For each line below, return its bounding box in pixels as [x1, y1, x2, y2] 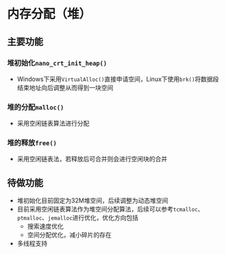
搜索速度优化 [27, 222, 64, 231]
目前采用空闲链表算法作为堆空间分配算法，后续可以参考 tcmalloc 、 [16, 205, 204, 213]
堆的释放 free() [7, 138, 57, 148]
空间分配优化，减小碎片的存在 [27, 231, 112, 239]
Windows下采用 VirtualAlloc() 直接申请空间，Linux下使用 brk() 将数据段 [16, 75, 219, 83]
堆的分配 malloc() [7, 102, 64, 112]
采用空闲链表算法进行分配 [16, 119, 90, 128]
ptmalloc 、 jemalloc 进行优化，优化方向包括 [16, 213, 139, 222]
